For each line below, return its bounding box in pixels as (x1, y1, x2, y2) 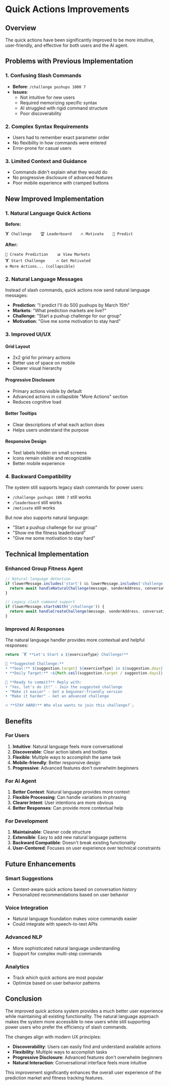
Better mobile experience (12, 461, 65, 466)
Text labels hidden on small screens (12, 450, 87, 455)
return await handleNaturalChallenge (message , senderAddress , (10, 586, 143, 591)
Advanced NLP (5, 934, 43, 941)
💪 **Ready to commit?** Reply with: (5, 679, 82, 684)
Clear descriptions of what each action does (12, 421, 105, 427)
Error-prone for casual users (12, 145, 72, 151)
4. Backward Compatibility (5, 473, 71, 480)
